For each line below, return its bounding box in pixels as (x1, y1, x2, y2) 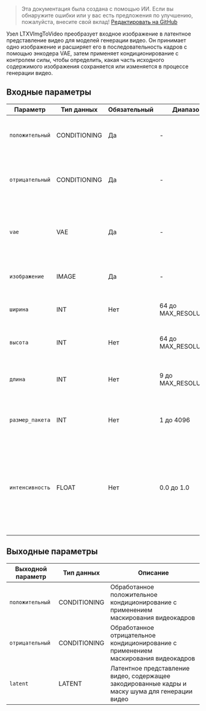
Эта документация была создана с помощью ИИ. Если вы (21, 6, 174, 12)
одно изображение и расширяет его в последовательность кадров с (6, 43, 188, 50)
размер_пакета (9, 416, 51, 423)
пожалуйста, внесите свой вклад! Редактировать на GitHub (21, 18, 178, 25)
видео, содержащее (110, 672, 170, 680)
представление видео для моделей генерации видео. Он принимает (6, 37, 186, 44)
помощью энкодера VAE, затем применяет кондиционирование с (6, 50, 179, 57)
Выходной (15, 564, 47, 573)
